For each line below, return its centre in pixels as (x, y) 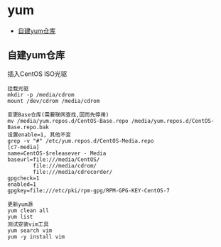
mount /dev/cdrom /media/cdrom (54, 101)
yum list (20, 216)
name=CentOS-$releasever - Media (57, 153)
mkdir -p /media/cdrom (41, 94)
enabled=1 (22, 184)
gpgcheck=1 (23, 178)
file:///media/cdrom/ (65, 165)
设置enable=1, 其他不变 (39, 135)
